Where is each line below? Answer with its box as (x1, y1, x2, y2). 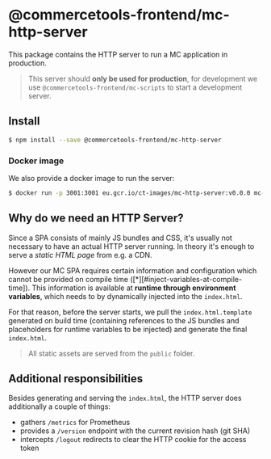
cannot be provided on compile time (8, 274, 129, 284)
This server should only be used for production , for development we (27, 74, 258, 83)
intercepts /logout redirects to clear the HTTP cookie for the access (19, 435, 247, 444)
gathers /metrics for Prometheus (19, 418, 131, 427)
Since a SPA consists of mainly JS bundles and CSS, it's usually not (8, 233, 232, 242)
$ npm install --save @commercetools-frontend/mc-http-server (8, 136, 222, 144)
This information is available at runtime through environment (31, 283, 236, 293)
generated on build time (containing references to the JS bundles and (8, 315, 240, 325)
